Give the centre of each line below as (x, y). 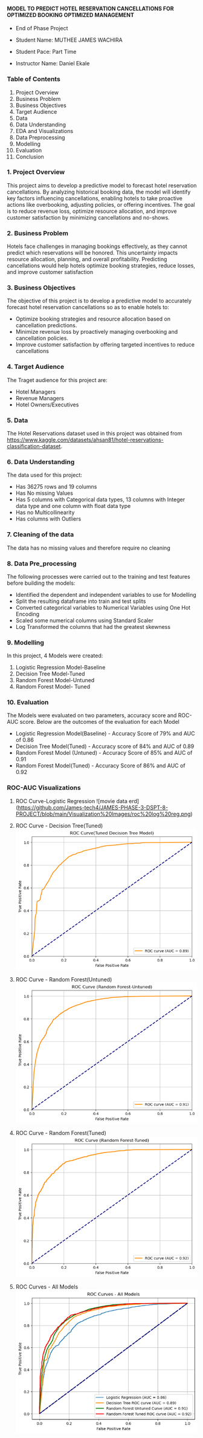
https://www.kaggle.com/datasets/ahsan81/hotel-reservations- (85, 440)
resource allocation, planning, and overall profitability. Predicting (87, 259)
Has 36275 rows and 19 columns (56, 487)
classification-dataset (34, 446)
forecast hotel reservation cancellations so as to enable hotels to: (88, 307)
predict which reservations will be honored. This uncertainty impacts (92, 253)
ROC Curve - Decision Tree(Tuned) (59, 825)
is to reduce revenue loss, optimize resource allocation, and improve (92, 211)
